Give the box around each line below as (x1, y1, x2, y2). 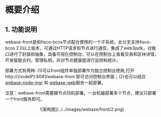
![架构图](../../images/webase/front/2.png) (40, 106, 124, 112)
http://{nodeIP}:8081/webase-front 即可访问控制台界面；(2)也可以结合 (5, 74, 146, 79)
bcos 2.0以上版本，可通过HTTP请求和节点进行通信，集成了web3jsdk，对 (5, 45, 152, 51)
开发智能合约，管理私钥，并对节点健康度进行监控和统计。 (5, 57, 121, 63)
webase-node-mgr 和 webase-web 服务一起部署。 (5, 80, 106, 85)
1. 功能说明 (5, 25, 38, 33)
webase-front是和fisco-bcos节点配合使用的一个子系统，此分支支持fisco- (5, 39, 152, 45)
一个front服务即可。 (5, 96, 45, 102)
